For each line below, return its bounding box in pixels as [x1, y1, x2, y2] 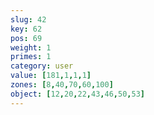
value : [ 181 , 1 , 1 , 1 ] [10, 71, 92, 81]
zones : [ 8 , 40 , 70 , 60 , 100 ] [10, 80, 114, 90]
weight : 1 [10, 42, 52, 53]
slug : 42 [10, 14, 47, 25]
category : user [10, 61, 74, 71]
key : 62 [10, 24, 43, 34]
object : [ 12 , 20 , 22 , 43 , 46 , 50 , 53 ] [10, 89, 145, 99]
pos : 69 [10, 33, 43, 43]
